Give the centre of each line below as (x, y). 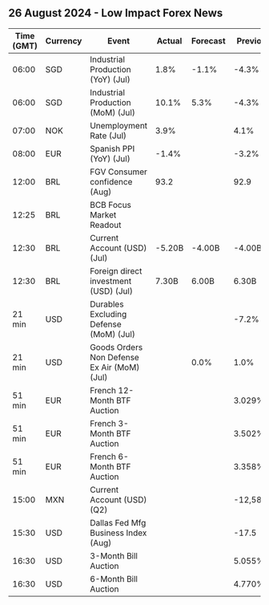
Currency (64, 41)
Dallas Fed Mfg (118, 522)
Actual (169, 41)
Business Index (118, 533)
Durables (106, 304)
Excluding (108, 314)
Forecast (208, 41)
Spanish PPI (112, 148)
